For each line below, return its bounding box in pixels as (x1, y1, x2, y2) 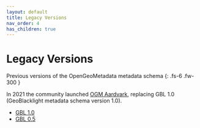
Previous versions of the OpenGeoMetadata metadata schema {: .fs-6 (6, 73, 182, 80)
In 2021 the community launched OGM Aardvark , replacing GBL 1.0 (6, 91, 175, 98)
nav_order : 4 (6, 20, 40, 26)
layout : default (6, 9, 48, 15)
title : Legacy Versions (6, 15, 67, 21)
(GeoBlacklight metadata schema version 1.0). (6, 97, 122, 104)
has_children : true (6, 26, 56, 32)
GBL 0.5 (15, 115, 35, 123)
